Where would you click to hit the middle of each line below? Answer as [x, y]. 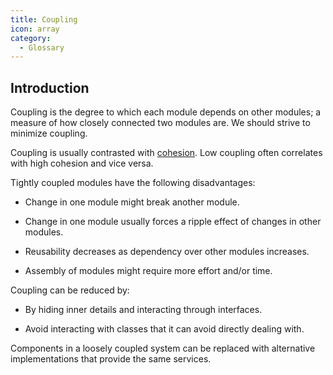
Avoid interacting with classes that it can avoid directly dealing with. [164, 329]
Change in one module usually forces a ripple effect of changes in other [173, 222]
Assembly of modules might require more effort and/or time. [148, 271]
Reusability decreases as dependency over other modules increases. [167, 252]
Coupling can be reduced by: [70, 290]
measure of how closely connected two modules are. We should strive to [160, 123]
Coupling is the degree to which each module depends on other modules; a [166, 112]
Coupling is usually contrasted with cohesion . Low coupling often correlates [166, 153]
